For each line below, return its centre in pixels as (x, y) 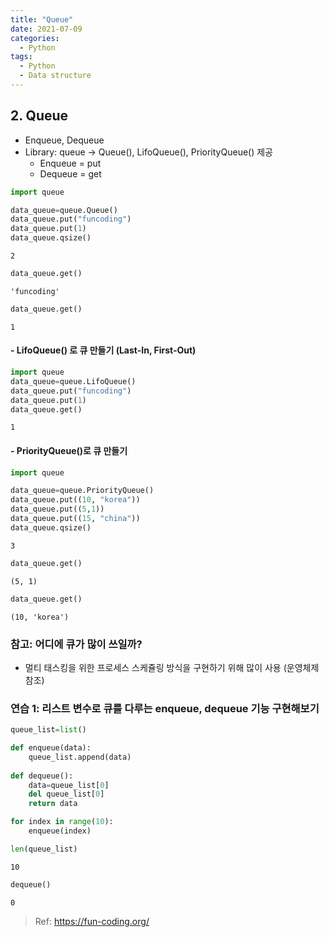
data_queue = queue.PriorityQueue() (82, 491)
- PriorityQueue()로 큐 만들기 (69, 450)
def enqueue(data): (51, 748)
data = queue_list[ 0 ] (69, 785)
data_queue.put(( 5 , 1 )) (57, 509)
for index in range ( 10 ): (62, 822)
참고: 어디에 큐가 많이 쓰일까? (76, 644)
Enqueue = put (70, 163)
